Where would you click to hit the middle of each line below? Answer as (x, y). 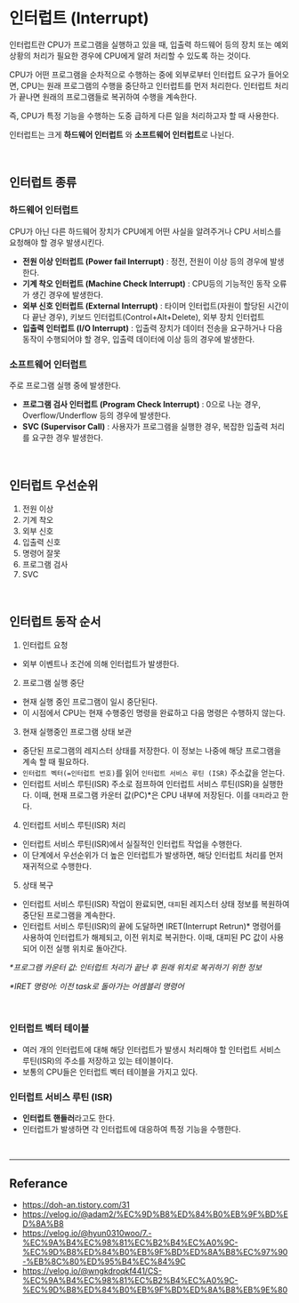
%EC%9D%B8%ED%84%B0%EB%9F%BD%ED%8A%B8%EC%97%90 (155, 1251)
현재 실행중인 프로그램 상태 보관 (77, 731)
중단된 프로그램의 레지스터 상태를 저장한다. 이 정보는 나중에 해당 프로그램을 (152, 750)
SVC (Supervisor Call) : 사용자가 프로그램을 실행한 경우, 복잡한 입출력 (145, 426)
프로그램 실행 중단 (53, 682)
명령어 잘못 (41, 553)
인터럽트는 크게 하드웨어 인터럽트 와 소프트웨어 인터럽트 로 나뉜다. (121, 134)
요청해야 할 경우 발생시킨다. (57, 242)
